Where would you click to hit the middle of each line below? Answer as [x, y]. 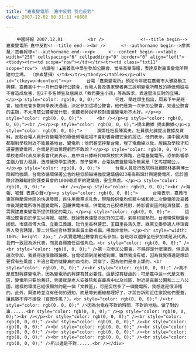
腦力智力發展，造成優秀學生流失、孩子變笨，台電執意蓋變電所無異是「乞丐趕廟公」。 [96, 162]
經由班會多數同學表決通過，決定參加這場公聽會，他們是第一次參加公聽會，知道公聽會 [102, 106]
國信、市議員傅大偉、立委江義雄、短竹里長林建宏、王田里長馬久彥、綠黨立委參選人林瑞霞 [97, 224]
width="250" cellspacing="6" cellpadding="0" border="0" [77, 57]
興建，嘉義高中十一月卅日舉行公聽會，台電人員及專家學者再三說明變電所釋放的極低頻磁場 [97, 87]
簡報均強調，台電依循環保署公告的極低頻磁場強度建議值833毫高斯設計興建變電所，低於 [95, 174]
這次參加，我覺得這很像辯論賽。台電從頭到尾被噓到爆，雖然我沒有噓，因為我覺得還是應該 [97, 255]
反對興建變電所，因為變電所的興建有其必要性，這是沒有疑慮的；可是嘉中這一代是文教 [97, 274]
